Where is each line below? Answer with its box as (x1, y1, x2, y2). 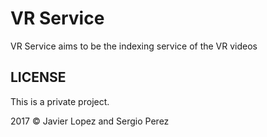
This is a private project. (10, 95, 110, 107)
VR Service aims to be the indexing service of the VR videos (10, 40, 258, 52)
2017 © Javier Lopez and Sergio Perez (10, 115, 170, 127)
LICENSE (10, 69, 67, 86)
